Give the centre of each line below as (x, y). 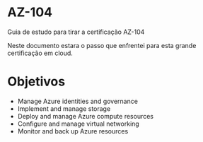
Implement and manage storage (64, 108)
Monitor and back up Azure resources (73, 131)
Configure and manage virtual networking (78, 124)
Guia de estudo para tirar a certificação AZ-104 (76, 32)
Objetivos (36, 82)
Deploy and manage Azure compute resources (86, 116)
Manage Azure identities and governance (77, 101)
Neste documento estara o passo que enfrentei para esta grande (102, 45)
